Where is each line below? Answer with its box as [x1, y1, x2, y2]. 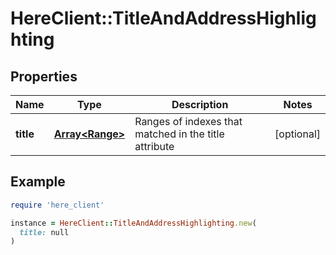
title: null [19, 227, 70, 237]
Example [10, 173, 66, 191]
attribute [134, 140, 175, 153]
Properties [10, 68, 78, 85]
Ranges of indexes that [134, 115, 243, 128]
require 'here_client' [10, 200, 105, 210]
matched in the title [134, 127, 225, 141]
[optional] [274, 127, 321, 141]
